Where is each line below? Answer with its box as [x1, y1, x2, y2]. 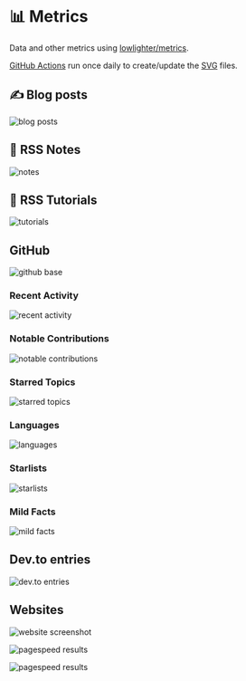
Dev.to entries [9, 552, 91, 568]
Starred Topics [9, 376, 76, 388]
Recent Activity [9, 290, 80, 302]
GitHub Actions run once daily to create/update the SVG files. [9, 60, 238, 71]
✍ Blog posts [9, 87, 88, 103]
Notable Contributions [9, 332, 110, 345]
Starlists [9, 462, 48, 475]
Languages [9, 419, 61, 431]
